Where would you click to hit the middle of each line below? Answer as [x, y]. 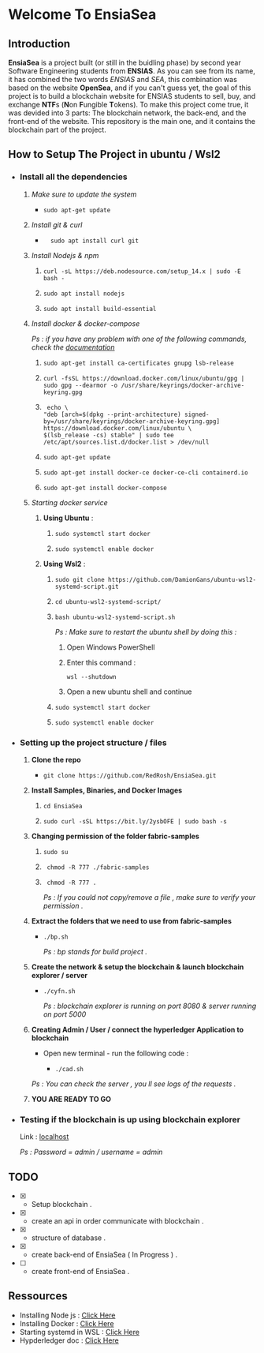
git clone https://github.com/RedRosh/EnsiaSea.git [130, 775]
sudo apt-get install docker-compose [105, 488]
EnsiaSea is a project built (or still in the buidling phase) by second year [125, 62]
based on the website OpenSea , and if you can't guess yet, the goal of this [130, 88]
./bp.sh [56, 937]
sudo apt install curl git [95, 241]
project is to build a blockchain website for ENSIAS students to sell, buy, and [132, 96]
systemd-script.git [87, 587]
